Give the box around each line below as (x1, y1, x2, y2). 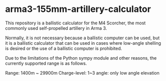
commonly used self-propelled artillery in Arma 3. (5, 25, 107, 31)
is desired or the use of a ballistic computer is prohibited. (5, 45, 122, 51)
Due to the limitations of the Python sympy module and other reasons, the (5, 55, 157, 61)
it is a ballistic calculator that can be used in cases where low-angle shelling (5, 40, 161, 46)
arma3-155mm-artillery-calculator (5, 3, 151, 15)
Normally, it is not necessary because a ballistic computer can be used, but (5, 35, 160, 41)
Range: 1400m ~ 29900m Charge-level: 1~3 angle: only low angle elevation (5, 70, 160, 76)
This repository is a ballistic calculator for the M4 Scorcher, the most (5, 20, 146, 26)
